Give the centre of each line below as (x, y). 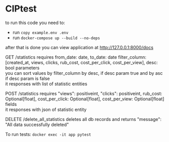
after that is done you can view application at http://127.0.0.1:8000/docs (79, 47)
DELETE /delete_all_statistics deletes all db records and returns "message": (83, 119)
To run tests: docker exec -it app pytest (48, 134)
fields (11, 104)
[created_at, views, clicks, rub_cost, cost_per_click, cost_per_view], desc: (81, 62)
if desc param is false (27, 78)
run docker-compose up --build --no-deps (56, 38)
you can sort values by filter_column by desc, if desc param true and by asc (84, 73)
